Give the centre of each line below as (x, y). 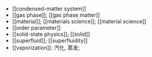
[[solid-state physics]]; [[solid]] (51, 34)
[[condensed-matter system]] (49, 9)
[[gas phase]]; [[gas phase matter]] (56, 15)
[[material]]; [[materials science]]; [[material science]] (79, 21)
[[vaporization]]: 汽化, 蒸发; (46, 48)
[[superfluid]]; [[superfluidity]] (50, 40)
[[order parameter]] (36, 28)
